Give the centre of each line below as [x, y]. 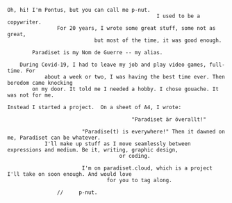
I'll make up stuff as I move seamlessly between [117, 144]
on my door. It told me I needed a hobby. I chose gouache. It [125, 89]
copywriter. [24, 22]
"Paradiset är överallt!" [169, 120]
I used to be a [178, 16]
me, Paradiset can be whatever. [54, 138]
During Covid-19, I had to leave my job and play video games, [113, 65]
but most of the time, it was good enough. [158, 40]
